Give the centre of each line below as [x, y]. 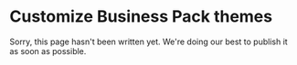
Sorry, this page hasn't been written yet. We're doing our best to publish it [148, 42]
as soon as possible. [48, 51]
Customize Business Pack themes [141, 17]
